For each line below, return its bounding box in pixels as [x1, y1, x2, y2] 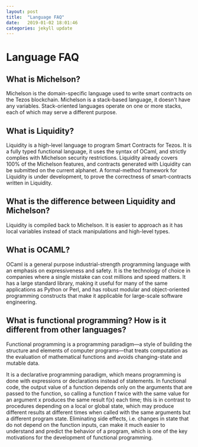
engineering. [6, 298, 37, 305]
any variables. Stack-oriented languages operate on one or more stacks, [6, 102, 183, 110]
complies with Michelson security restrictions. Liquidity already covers [6, 155, 178, 162]
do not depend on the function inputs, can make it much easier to [6, 421, 165, 428]
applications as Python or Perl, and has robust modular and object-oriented [6, 285, 190, 293]
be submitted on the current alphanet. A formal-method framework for [6, 167, 177, 174]
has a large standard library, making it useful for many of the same [6, 279, 168, 287]
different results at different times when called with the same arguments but [6, 409, 191, 416]
